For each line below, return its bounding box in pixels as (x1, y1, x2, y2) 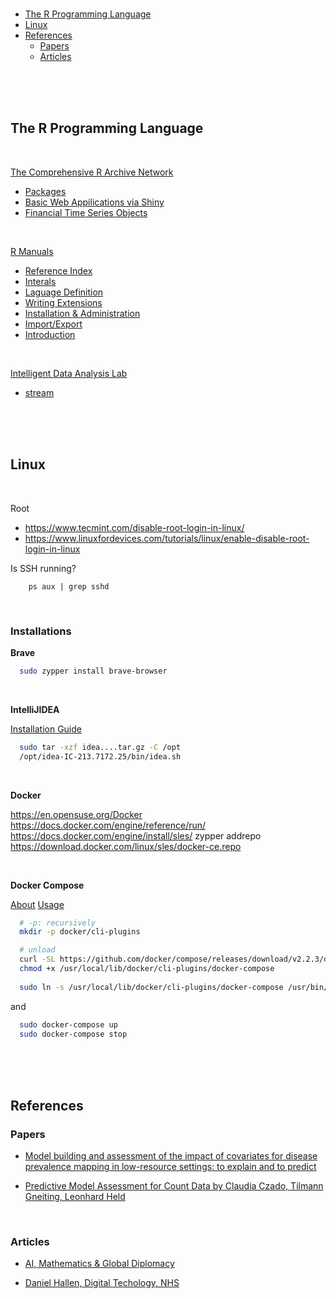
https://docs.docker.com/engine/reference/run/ (10, 819, 207, 831)
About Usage (10, 898, 65, 910)
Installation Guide (10, 723, 82, 735)
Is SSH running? (10, 562, 77, 574)
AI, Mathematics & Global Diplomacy (24, 1258, 175, 1270)
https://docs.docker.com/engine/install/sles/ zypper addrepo (10, 829, 262, 842)
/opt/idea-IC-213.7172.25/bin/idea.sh (19, 751, 182, 762)
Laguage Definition (24, 286, 104, 298)
